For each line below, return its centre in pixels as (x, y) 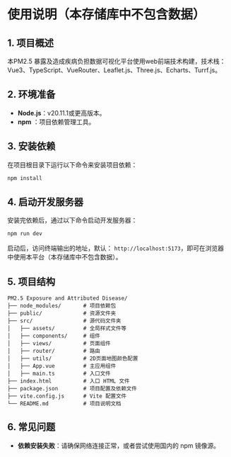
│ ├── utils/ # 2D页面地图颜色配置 (73, 359)
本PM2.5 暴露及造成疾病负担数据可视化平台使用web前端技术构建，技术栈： (117, 61)
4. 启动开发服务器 (45, 202)
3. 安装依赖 (31, 146)
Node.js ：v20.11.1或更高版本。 (61, 113)
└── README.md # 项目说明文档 (64, 404)
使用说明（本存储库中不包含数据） (107, 15)
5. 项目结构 (31, 282)
